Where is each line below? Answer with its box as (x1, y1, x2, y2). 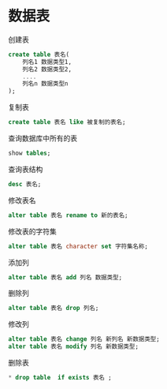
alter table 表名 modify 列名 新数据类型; (8, 342, 139, 351)
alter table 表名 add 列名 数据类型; (8, 273, 123, 281)
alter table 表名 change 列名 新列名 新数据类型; (8, 335, 160, 343)
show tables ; (8, 149, 51, 158)
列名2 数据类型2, (22, 65, 72, 73)
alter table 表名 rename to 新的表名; (8, 211, 128, 219)
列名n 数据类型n (22, 80, 69, 88)
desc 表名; (8, 180, 42, 188)
